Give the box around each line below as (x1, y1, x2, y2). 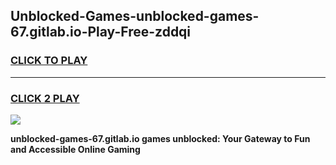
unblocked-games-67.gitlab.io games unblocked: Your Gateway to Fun (10, 132, 311, 144)
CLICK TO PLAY (10, 54, 88, 68)
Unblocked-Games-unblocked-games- (10, 8, 260, 25)
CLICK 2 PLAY (10, 91, 80, 105)
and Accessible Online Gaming (10, 143, 141, 155)
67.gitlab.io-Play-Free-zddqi (10, 24, 192, 41)
